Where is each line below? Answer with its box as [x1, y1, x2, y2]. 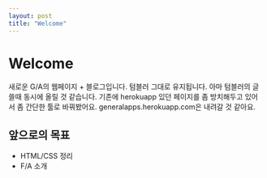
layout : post [8, 11, 53, 20]
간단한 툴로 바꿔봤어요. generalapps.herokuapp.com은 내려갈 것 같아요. [25, 102, 256, 112]
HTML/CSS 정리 [19, 151, 73, 161]
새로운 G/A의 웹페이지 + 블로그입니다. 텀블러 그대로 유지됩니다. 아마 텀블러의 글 [8, 82, 260, 91]
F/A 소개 [19, 161, 48, 171]
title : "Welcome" [8, 19, 67, 28]
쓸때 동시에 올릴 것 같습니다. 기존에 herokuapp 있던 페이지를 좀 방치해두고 [8, 92, 243, 102]
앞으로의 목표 [8, 128, 71, 142]
